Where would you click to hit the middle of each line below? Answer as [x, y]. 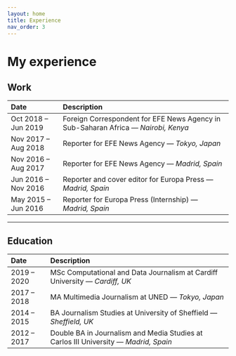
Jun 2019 [27, 128]
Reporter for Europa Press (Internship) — [130, 199]
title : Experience [34, 20]
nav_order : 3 [26, 27]
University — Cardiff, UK [91, 282]
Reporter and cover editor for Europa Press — [138, 180]
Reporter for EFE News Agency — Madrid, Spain [143, 164]
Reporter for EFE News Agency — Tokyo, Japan [142, 143]
